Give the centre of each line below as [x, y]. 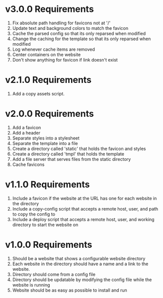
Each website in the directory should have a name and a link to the [80, 264]
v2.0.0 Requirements [50, 114]
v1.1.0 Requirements [47, 184]
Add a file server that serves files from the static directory [72, 159]
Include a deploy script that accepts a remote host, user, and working [83, 219]
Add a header [26, 133]
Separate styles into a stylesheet [46, 138]
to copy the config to [34, 214]
